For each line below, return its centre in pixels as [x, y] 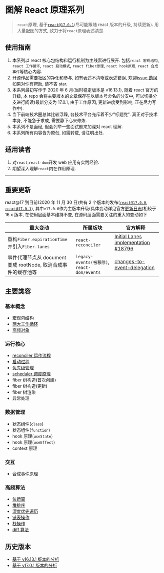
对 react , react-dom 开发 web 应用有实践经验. [55, 162]
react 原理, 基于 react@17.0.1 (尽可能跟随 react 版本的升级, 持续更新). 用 [88, 24]
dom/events [88, 273]
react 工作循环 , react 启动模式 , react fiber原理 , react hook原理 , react [80, 66]
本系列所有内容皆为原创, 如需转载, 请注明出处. [58, 132]
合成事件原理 [25, 474]
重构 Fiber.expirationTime [37, 239]
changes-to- [130, 262]
